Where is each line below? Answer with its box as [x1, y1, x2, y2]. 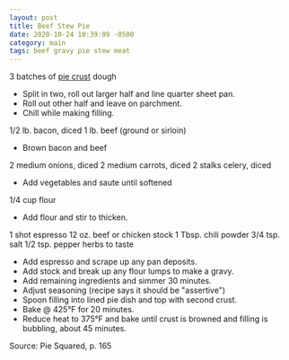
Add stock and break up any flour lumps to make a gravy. [22, 266, 235, 277]
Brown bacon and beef [22, 143, 108, 154]
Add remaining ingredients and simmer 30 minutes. [22, 276, 213, 286]
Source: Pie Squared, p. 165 [9, 340, 112, 351]
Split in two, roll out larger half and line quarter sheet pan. [22, 89, 236, 100]
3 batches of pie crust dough [9, 71, 117, 82]
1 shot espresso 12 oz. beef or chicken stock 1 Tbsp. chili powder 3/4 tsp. [9, 230, 281, 241]
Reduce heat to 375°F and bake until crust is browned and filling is [22, 313, 268, 324]
